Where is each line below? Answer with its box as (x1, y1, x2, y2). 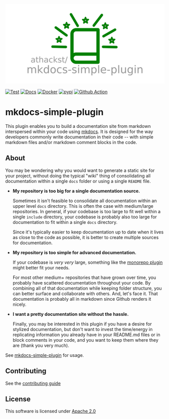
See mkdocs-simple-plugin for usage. (5, 352, 85, 358)
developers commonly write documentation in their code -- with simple (5, 133, 153, 140)
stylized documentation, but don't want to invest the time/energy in (12, 326, 153, 332)
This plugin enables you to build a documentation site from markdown (5, 123, 151, 129)
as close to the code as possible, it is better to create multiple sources (12, 234, 159, 240)
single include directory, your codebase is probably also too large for (12, 214, 157, 220)
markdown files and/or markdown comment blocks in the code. (5, 139, 138, 145)
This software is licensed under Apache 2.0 (5, 408, 96, 414)
